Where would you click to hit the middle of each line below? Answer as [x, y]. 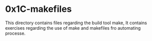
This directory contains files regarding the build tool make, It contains [76, 23]
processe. [15, 33]
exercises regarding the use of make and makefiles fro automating [73, 28]
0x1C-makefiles [38, 9]
